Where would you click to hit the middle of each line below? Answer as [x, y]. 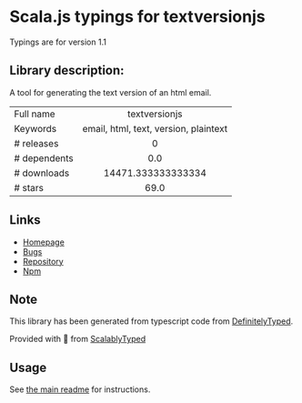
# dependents [44, 158]
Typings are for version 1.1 [58, 42]
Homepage [44, 242]
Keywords [35, 128]
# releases [36, 143]
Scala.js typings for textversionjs [137, 17]
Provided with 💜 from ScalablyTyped [78, 339]
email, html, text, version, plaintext [155, 128]
